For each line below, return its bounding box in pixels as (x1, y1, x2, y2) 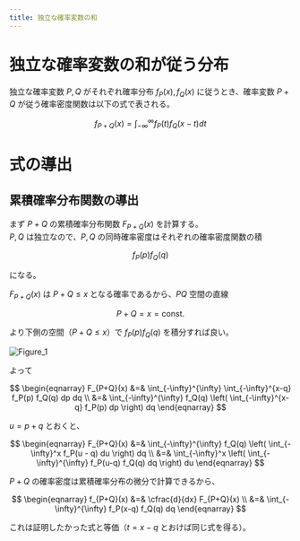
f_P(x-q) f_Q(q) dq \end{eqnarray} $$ (108, 503, 247, 514)
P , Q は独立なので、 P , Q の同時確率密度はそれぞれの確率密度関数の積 (9, 231, 262, 242)
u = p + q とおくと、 (9, 421, 85, 431)
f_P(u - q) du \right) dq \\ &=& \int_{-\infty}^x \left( (63, 448, 246, 458)
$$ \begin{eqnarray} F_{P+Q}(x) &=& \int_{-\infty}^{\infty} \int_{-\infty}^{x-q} (9, 383, 292, 393)
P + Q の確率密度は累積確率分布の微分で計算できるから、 (9, 476, 220, 486)
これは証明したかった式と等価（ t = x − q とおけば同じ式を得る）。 (9, 522, 251, 532)
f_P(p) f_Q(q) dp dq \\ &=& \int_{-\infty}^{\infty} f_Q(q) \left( (12, 392, 228, 403)
